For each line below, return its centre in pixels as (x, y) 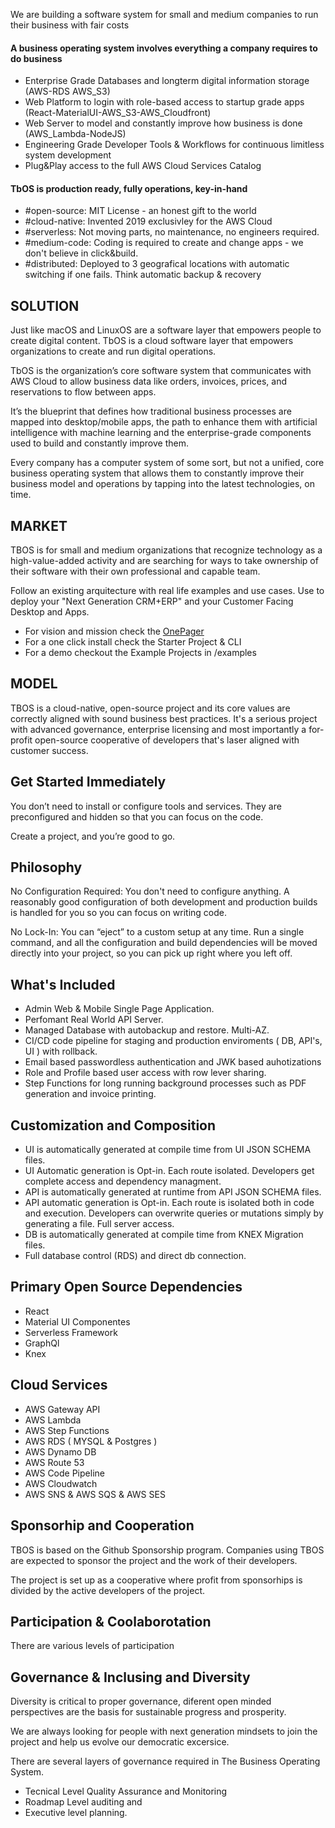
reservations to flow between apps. (83, 392)
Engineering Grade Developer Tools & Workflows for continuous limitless (174, 145)
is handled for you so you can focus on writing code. (119, 913)
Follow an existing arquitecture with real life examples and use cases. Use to (167, 591)
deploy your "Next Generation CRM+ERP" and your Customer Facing (152, 601)
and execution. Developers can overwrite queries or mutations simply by (174, 1213)
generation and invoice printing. (90, 1094)
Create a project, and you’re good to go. (93, 836)
